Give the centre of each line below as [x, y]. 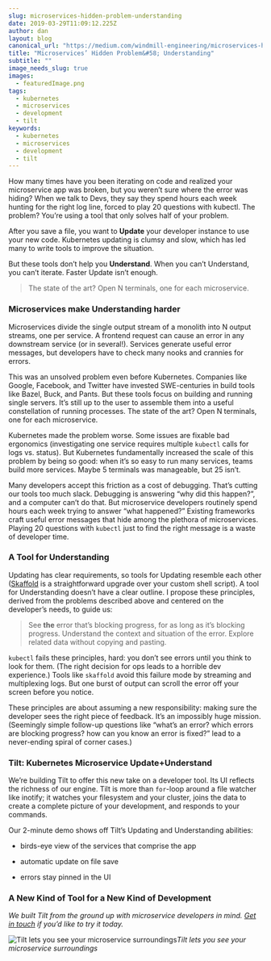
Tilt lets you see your [212, 940]
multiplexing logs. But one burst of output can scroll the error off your [124, 683]
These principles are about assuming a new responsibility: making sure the [133, 708]
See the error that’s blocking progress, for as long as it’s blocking [136, 625]
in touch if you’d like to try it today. [66, 924]
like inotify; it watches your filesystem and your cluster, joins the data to [127, 798]
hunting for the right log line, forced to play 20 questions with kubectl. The [132, 207]
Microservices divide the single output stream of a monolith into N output [130, 327]
